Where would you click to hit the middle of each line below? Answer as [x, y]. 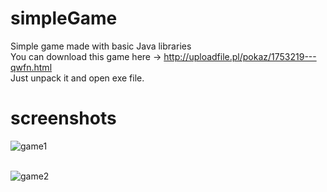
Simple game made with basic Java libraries [101, 46]
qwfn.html [31, 67]
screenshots [63, 118]
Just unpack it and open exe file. [77, 78]
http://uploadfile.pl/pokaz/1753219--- [240, 56]
